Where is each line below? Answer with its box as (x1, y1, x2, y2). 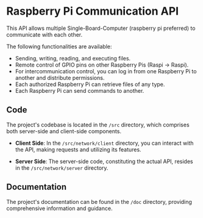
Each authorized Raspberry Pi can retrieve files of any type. (15, 81, 165, 88)
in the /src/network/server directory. (15, 164, 109, 172)
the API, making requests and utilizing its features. (15, 145, 141, 153)
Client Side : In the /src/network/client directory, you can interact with (15, 139, 194, 147)
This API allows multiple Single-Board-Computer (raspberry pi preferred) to (6, 24, 196, 32)
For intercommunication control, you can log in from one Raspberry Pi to (15, 67, 197, 74)
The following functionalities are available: (6, 43, 112, 50)
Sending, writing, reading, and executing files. (15, 54, 131, 62)
